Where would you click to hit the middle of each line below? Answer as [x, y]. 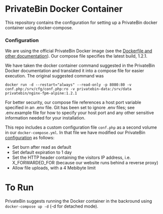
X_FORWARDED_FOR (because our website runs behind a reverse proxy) [85, 163]
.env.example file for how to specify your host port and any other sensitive [80, 113]
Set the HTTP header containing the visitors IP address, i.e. [71, 157]
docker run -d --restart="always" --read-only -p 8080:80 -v [68, 85]
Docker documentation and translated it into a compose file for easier [75, 71]
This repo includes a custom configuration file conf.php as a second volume [81, 127]
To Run [19, 187]
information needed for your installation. [45, 118]
